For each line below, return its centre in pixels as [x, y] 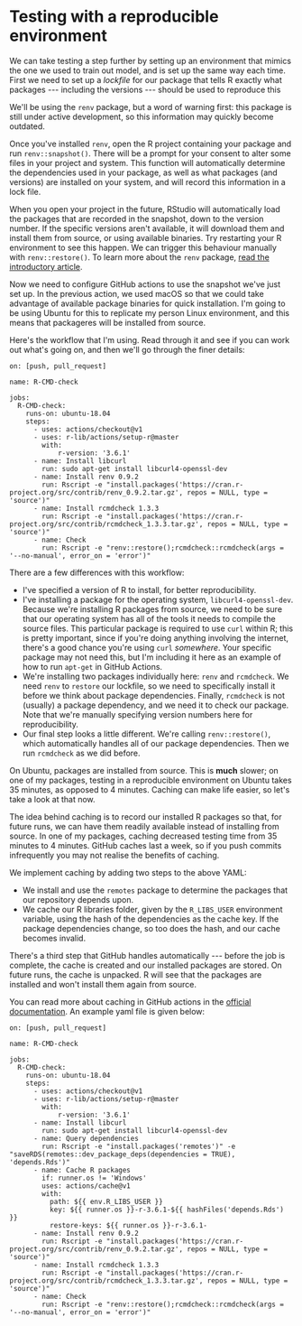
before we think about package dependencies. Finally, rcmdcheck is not [154, 695]
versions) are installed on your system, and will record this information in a [147, 181]
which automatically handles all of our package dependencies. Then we [156, 743]
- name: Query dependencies [86, 1138]
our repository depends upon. [78, 899]
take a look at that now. [53, 799]
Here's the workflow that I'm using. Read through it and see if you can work [150, 339]
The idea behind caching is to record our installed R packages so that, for [146, 816]
